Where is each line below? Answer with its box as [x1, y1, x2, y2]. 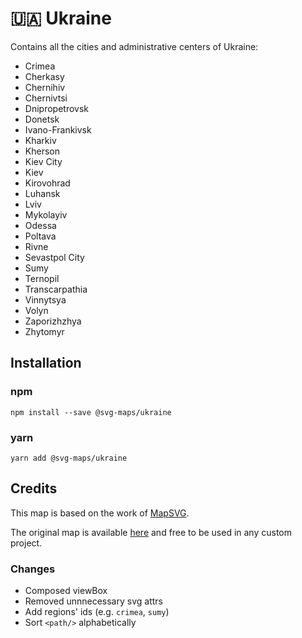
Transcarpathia [24, 283, 88, 295]
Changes [10, 562, 56, 576]
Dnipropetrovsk [24, 102, 89, 114]
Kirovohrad [24, 177, 71, 189]
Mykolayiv [24, 208, 68, 221]
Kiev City [24, 155, 63, 167]
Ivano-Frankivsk [24, 123, 92, 136]
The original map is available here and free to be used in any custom [10, 526, 293, 538]
